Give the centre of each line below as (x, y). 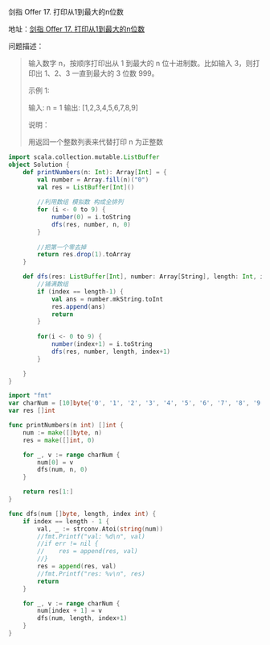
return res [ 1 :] (48, 492)
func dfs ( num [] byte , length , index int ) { (82, 514)
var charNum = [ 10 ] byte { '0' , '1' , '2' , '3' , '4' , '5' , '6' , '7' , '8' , (129, 403)
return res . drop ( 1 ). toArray (84, 255)
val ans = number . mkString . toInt (107, 299)
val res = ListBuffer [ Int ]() (86, 187)
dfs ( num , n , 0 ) (63, 470)
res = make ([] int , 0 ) (59, 440)
